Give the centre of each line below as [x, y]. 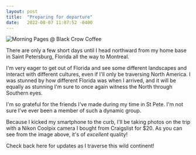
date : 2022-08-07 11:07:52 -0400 [49, 22]
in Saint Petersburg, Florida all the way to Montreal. [68, 57]
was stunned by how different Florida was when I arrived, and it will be [91, 80]
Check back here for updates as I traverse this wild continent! [80, 146]
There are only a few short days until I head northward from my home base [97, 50]
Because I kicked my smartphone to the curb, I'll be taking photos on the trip [98, 122]
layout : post [22, 11]
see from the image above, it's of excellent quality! [67, 134]
